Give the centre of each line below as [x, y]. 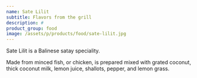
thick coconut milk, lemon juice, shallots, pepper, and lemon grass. [88, 68]
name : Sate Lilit [28, 12]
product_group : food [32, 28]
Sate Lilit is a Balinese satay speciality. [53, 51]
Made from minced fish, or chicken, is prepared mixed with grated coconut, [99, 63]
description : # [25, 23]
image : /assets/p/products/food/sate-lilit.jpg [66, 34]
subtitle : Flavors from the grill [49, 17]
